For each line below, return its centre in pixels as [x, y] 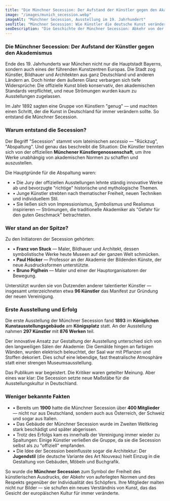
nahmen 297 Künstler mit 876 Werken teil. [50, 331]
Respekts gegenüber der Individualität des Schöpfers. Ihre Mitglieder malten [85, 482]
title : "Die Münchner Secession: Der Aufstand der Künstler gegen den [81, 10]
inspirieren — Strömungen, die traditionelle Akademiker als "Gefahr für [86, 209]
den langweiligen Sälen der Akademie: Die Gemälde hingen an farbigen [79, 347]
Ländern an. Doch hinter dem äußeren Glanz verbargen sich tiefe [73, 80]
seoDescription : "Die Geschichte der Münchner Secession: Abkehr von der [85, 29]
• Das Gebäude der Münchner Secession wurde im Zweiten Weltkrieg [85, 424]
